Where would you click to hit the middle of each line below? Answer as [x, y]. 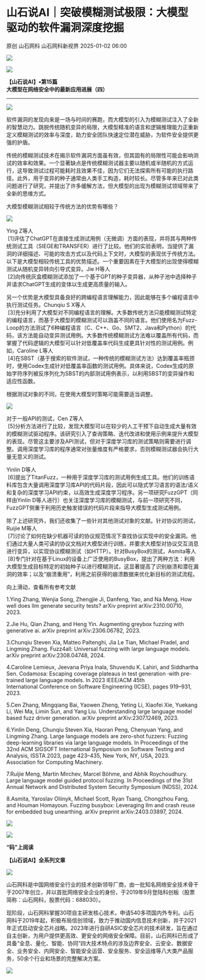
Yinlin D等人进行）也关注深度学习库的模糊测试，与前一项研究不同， [101, 500]
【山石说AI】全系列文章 [36, 860]
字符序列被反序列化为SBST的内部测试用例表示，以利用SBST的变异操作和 [103, 373]
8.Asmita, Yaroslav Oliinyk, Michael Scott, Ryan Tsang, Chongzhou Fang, [98, 798]
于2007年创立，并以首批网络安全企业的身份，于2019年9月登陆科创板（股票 [101, 892]
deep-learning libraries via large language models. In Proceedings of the [97, 743]
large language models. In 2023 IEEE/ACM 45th [85, 680]
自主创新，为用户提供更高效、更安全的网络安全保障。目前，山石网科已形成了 [103, 935]
